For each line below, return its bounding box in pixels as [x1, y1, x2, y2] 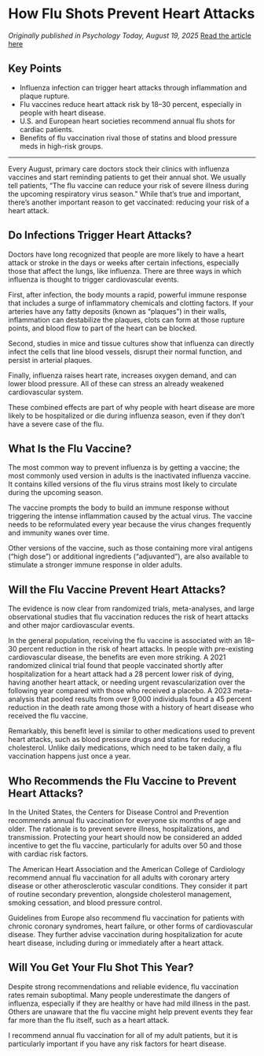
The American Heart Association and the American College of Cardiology [8, 865, 245, 873]
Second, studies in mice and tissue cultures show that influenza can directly [8, 338, 255, 348]
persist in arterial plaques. [8, 355, 93, 364]
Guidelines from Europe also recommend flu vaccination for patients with [8, 914, 245, 922]
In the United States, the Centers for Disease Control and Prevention [8, 807, 229, 817]
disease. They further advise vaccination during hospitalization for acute [8, 930, 244, 939]
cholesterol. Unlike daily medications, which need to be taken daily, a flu [8, 743, 242, 752]
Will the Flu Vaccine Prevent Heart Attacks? [8, 583, 226, 596]
